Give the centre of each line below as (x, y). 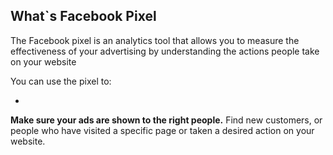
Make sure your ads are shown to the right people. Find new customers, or (166, 120)
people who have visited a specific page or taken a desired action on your (162, 130)
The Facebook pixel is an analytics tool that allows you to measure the (155, 40)
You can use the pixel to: (61, 81)
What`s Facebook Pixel (83, 16)
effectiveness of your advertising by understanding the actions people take (165, 51)
